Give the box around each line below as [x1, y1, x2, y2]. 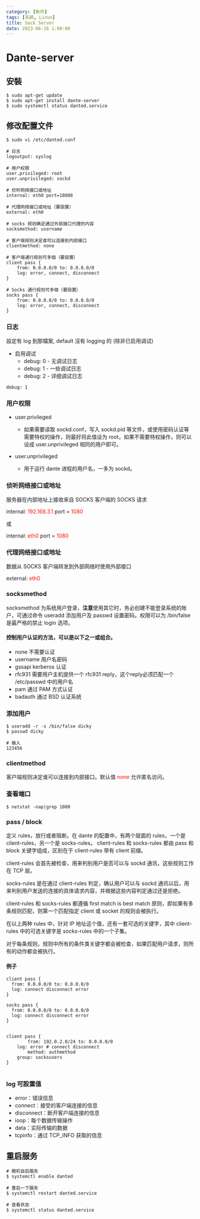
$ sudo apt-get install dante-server [6, 98, 100, 104]
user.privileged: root [6, 171, 62, 177]
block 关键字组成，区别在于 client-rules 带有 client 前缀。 [6, 846, 146, 854]
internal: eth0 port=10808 [6, 192, 73, 199]
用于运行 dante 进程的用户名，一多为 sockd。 [23, 465, 136, 472]
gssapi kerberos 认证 [14, 663, 67, 670]
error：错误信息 [14, 1094, 54, 1102]
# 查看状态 [6, 1202, 30, 1208]
